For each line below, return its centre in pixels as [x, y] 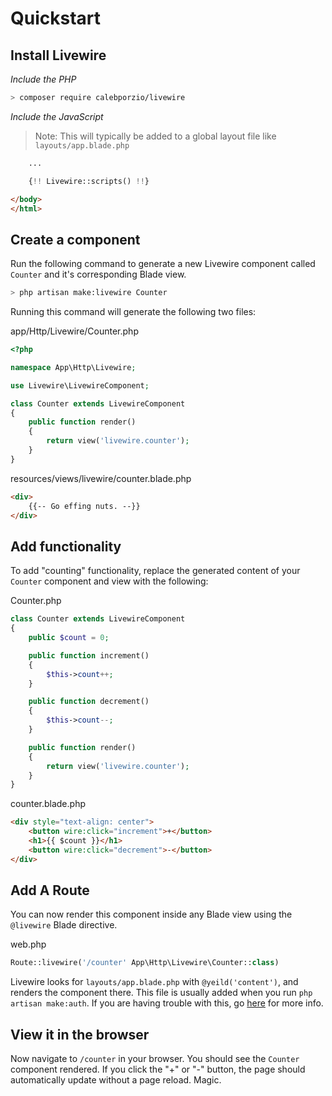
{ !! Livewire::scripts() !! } [89, 181]
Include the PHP [43, 79]
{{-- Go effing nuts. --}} [84, 506]
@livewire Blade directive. [64, 925]
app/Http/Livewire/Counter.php [74, 331]
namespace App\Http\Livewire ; [73, 367]
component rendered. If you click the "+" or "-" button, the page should [158, 1069]
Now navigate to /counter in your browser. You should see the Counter [155, 1059]
